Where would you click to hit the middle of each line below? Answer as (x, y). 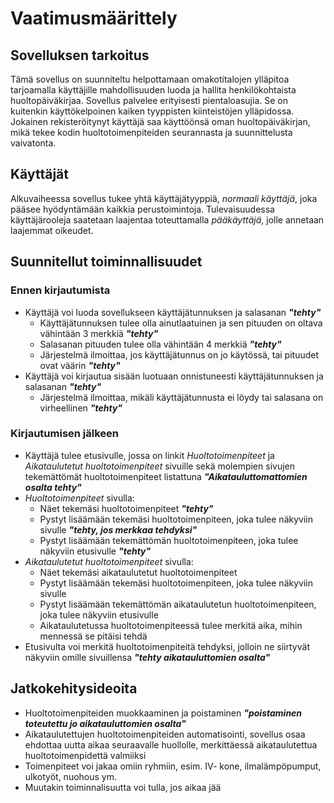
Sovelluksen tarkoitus (80, 55)
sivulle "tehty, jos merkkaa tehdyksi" (118, 529)
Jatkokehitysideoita (74, 688)
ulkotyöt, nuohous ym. (71, 776)
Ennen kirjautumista (60, 290)
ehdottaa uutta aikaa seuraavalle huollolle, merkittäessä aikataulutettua (171, 744)
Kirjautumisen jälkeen (65, 434)
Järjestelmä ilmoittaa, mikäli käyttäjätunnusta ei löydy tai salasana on (181, 397)
